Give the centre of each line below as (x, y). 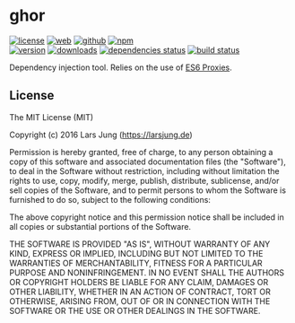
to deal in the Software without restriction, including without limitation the (144, 170)
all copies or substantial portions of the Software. (100, 226)
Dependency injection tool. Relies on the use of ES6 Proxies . (121, 67)
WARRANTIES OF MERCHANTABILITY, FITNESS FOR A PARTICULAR (136, 263)
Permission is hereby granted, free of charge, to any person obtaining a (141, 152)
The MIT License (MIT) (52, 117)
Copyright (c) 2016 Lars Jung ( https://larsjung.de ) (101, 135)
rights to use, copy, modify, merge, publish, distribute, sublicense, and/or (144, 180)
